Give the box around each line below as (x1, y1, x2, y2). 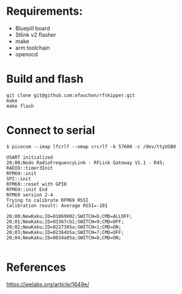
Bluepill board (15, 24, 51, 32)
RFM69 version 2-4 (6, 192, 53, 198)
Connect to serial (6, 124, 95, 137)
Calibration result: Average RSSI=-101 (6, 202, 108, 209)
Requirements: (6, 4, 83, 18)
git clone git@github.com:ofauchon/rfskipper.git (6, 92, 136, 99)
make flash (6, 103, 34, 109)
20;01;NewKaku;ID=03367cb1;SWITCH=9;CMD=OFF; (6, 219, 124, 225)
